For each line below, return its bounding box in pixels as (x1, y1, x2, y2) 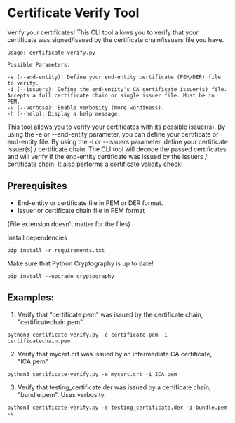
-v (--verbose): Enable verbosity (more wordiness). (7, 104, 165, 111)
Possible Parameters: (7, 61, 71, 68)
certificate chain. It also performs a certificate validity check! (7, 160, 184, 168)
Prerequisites (7, 180, 67, 192)
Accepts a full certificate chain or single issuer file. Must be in (7, 92, 215, 99)
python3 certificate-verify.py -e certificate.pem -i (7, 331, 168, 338)
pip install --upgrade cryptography (7, 272, 114, 279)
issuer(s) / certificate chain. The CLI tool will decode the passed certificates (7, 145, 227, 153)
